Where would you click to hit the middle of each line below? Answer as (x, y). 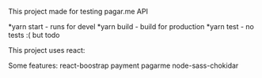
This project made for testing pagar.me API (78, 11)
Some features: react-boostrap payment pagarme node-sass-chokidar (123, 65)
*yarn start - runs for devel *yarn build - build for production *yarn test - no (131, 26)
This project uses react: (47, 50)
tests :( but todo (34, 35)
